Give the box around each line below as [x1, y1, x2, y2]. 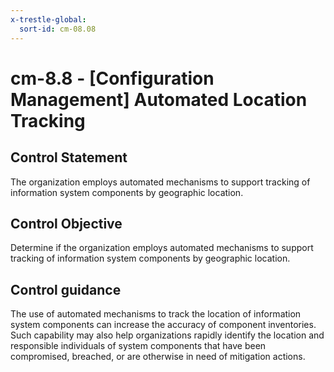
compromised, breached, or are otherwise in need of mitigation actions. [10, 351, 306, 363]
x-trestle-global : [10, 14, 87, 25]
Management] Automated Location [10, 88, 308, 111]
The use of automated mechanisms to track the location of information [10, 308, 302, 320]
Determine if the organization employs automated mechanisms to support [10, 242, 314, 254]
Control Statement [10, 149, 128, 166]
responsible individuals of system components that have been [10, 340, 267, 352]
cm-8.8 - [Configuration [10, 67, 215, 90]
